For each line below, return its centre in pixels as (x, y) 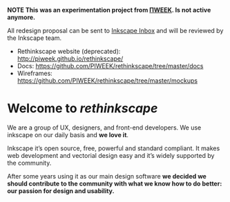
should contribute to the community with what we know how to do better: (115, 183)
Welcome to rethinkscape (83, 109)
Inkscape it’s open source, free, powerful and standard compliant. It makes (114, 148)
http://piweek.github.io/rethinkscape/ (70, 59)
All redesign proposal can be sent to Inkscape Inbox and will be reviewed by (115, 31)
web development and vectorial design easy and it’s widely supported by (111, 155)
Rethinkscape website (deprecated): (69, 51)
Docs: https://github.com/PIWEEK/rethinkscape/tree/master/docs (110, 66)
